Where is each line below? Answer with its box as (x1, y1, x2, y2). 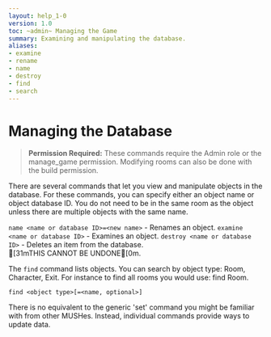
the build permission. (28, 166, 99, 175)
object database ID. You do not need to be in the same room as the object (8, 199, 254, 209)
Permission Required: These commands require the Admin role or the (28, 149, 262, 158)
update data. (8, 320, 51, 330)
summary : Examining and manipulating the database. (8, 34, 186, 43)
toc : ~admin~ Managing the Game (8, 27, 117, 35)
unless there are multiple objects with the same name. (8, 207, 188, 217)
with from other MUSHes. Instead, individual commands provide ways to (8, 311, 250, 321)
